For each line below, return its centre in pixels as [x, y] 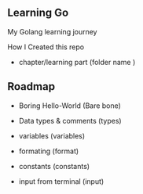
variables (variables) [52, 135]
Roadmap [31, 86]
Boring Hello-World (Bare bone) [70, 106]
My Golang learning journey [52, 31]
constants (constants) [54, 166]
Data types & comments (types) [70, 120]
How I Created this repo [46, 47]
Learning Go [38, 13]
